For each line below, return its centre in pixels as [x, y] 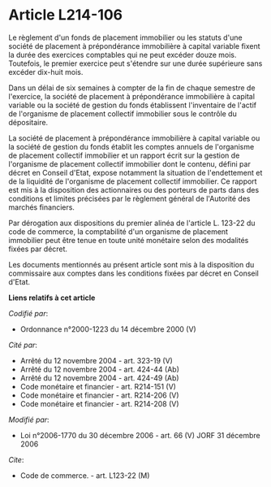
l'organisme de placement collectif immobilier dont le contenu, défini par [130, 163]
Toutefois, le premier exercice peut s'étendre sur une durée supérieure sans [135, 63]
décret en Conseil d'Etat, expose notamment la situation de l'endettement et [135, 172]
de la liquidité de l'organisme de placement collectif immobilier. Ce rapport [133, 181]
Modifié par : [29, 420]
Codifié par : [28, 313]
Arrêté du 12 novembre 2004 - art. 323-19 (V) [96, 360]
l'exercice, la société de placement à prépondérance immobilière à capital [132, 96]
